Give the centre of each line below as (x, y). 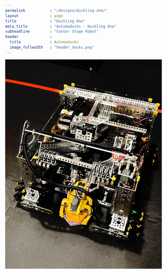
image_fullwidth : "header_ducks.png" (52, 47)
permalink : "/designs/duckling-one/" (56, 10)
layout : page (34, 16)
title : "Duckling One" (45, 21)
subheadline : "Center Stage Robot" (52, 32)
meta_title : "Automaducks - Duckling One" (61, 26)
